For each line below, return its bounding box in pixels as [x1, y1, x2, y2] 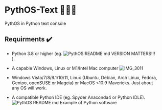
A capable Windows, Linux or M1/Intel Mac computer [11, 65, 118, 71]
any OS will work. [11, 85, 47, 91]
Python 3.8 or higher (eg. [11, 51, 63, 56]
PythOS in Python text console [4, 20, 67, 26]
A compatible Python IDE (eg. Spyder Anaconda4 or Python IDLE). [11, 94, 145, 100]
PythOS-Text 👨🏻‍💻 [4, 4, 77, 16]
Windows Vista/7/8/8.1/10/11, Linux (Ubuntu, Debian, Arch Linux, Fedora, [11, 74, 157, 80]
